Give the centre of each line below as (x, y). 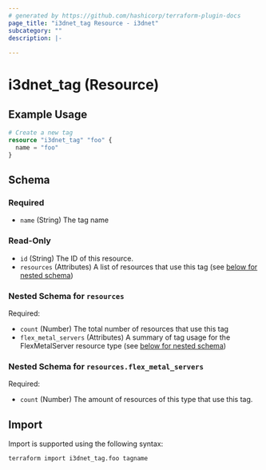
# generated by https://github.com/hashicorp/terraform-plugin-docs (125, 16)
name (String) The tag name (64, 220)
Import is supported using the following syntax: (86, 444)
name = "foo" (37, 147)
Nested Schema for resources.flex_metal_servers (106, 366)
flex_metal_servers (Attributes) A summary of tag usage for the (125, 337)
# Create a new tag (41, 133)
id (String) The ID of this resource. (77, 258)
